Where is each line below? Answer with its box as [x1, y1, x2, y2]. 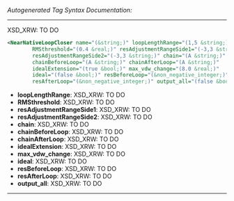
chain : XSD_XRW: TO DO [17, 120, 89, 129]
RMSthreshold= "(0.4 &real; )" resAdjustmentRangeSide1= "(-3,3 [32, 45, 214, 53]
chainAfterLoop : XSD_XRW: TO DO [17, 135, 119, 143]
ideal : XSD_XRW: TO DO [17, 157, 87, 166]
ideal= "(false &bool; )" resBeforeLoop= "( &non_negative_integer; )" [32, 72, 229, 79]
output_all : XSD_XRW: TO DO [17, 179, 102, 188]
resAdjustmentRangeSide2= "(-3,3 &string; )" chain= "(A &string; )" [32, 52, 226, 59]
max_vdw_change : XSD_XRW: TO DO [17, 150, 125, 159]
